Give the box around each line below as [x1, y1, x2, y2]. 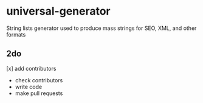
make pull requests [15, 90, 63, 97]
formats [6, 30, 26, 38]
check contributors [15, 76, 63, 83]
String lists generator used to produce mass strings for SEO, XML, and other [6, 24, 197, 32]
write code [15, 83, 43, 90]
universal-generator [6, 4, 111, 18]
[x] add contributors [6, 65, 57, 72]
